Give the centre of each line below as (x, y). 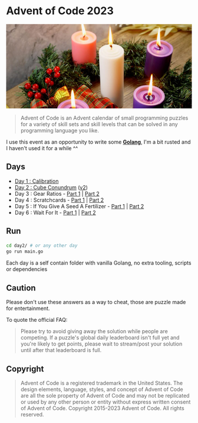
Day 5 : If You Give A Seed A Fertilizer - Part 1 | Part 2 (79, 206)
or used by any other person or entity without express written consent (105, 402)
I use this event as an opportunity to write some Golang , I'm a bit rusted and (98, 142)
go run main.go (25, 252)
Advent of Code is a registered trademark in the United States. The (102, 383)
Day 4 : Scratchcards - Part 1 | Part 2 (59, 200)
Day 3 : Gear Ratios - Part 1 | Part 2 (57, 193)
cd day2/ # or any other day (42, 246)
